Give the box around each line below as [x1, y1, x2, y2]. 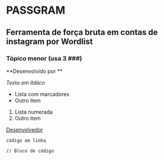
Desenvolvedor [6, 126, 43, 133]
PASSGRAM [6, 4, 66, 17]
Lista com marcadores [14, 90, 70, 98]
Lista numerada [14, 108, 53, 116]
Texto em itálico [6, 79, 46, 86]
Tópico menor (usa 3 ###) [6, 54, 82, 62]
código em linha [6, 137, 46, 143]
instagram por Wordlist [6, 36, 93, 46]
